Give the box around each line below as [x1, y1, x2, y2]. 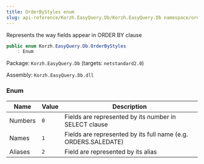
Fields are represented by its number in [64, 112, 176, 121]
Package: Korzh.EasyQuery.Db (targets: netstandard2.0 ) [6, 60, 144, 67]
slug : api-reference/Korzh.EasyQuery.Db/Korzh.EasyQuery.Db [6, 15, 162, 21]
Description [112, 102, 147, 111]
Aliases [9, 147, 30, 155]
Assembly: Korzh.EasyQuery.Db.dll [6, 71, 94, 79]
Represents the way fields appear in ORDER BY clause [6, 31, 143, 38]
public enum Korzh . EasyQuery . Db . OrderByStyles [6, 43, 126, 49]
